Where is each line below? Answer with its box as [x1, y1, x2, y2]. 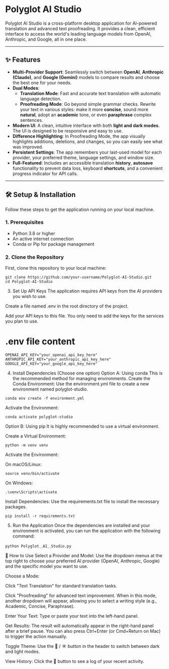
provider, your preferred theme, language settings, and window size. [12, 155, 155, 161]
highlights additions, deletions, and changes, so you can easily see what [12, 138, 162, 144]
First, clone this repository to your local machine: [5, 265, 107, 271]
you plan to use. [5, 318, 39, 324]
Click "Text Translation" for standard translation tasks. [5, 583, 117, 589]
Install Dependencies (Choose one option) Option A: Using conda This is [12, 370, 163, 376]
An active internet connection [12, 236, 74, 242]
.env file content [5, 336, 75, 347]
